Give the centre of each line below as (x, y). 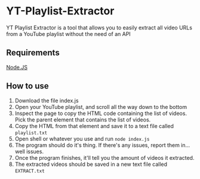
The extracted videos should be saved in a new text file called (91, 164)
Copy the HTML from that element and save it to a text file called (94, 126)
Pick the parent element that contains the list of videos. (83, 119)
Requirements (33, 53)
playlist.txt (31, 133)
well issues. (29, 151)
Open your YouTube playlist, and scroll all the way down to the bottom (101, 107)
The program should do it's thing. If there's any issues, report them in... (102, 145)
